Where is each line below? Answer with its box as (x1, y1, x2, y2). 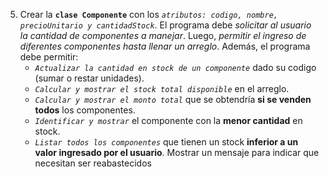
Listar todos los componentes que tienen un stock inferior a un (34, 136, 299, 148)
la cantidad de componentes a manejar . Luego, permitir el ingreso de (19, 30, 307, 41)
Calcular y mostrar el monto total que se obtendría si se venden (34, 94, 312, 105)
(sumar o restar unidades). (34, 72, 145, 84)
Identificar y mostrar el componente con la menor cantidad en (34, 115, 303, 126)
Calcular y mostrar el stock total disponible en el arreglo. (34, 83, 290, 94)
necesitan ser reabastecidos (34, 157, 152, 169)
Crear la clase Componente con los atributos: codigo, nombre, (19, 9, 278, 20)
